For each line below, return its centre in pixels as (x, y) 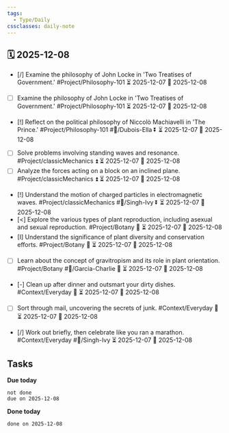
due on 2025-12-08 (33, 399)
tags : (15, 13)
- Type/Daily (32, 20)
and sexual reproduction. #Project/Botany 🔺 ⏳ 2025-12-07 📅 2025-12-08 (119, 227)
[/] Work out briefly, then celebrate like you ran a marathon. (100, 332)
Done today (24, 412)
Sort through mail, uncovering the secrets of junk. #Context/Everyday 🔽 (118, 308)
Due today (22, 380)
